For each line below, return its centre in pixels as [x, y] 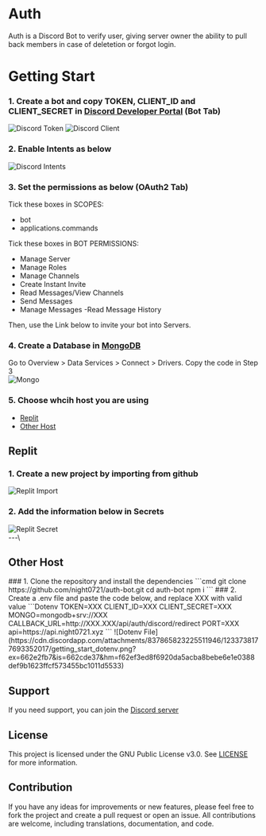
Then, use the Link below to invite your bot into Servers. [100, 325]
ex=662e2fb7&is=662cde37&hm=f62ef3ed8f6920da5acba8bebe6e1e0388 [132, 657]
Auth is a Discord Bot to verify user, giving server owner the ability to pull [128, 36]
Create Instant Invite [53, 284]
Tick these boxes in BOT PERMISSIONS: [73, 244]
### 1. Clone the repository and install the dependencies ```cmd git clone [127, 582]
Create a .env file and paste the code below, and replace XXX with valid [125, 598]
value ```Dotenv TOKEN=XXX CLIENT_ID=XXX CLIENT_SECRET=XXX [120, 607]
